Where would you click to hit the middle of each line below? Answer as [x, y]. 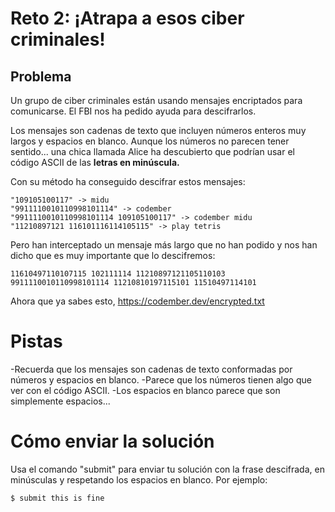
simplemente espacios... [60, 401]
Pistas [36, 341]
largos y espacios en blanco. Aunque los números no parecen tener [150, 141]
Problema [41, 76]
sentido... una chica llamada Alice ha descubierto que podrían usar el [152, 151]
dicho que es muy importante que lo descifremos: [113, 255]
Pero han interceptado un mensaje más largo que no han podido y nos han [164, 245]
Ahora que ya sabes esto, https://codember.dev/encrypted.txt [137, 301]
